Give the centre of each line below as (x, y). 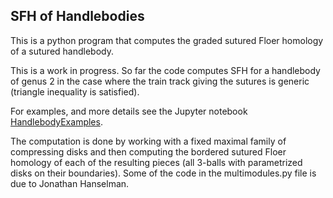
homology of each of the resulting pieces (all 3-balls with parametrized (156, 162)
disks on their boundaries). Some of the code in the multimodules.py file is (163, 173)
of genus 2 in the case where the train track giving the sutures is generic (160, 81)
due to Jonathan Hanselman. (70, 183)
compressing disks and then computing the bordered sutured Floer (148, 151)
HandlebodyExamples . (56, 121)
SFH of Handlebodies (77, 16)
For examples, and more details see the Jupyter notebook (129, 111)
